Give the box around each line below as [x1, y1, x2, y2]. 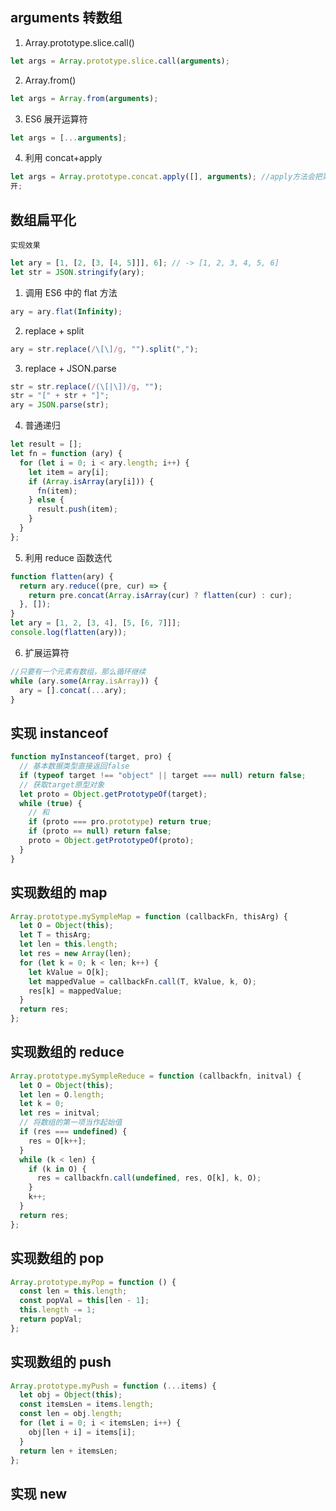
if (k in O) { [28, 1164, 87, 1174]
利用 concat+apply [24, 152, 103, 164]
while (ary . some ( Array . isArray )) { [10, 676, 159, 686]
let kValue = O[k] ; [28, 967, 110, 977]
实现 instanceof [10, 724, 109, 742]
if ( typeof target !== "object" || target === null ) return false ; [19, 770, 307, 780]
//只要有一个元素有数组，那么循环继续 [10, 666, 147, 677]
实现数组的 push [10, 1354, 112, 1371]
